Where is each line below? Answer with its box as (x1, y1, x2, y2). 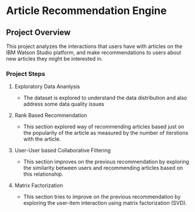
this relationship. (23, 171, 63, 178)
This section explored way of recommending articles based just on (23, 123, 184, 130)
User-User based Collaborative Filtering (14, 147, 111, 154)
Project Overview (6, 27, 71, 37)
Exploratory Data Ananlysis (14, 83, 80, 90)
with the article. (23, 135, 61, 143)
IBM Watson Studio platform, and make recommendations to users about (6, 49, 182, 56)
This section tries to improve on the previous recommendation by (23, 193, 181, 200)
